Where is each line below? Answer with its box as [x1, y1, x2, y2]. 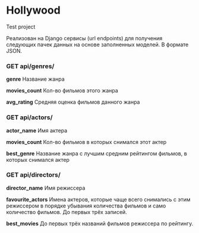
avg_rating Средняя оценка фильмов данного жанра [6, 98, 140, 106]
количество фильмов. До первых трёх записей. [6, 208, 128, 215]
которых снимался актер [6, 156, 70, 163]
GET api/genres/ [6, 62, 55, 70]
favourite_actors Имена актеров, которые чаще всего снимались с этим [6, 196, 191, 203]
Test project [6, 23, 36, 30]
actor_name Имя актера [6, 127, 68, 134]
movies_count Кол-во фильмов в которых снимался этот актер [6, 138, 167, 145]
